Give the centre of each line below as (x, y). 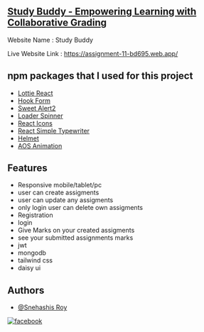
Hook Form (34, 100)
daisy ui (29, 268)
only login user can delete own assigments (80, 208)
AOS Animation (40, 145)
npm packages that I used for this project (100, 76)
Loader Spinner (40, 116)
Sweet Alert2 (37, 108)
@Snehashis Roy (42, 307)
